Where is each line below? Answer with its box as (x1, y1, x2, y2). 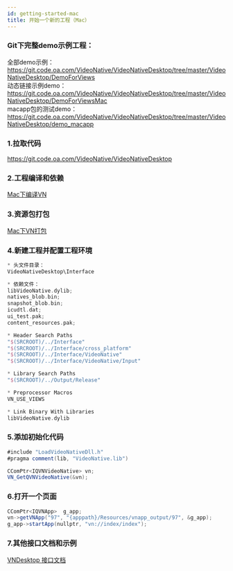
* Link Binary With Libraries (7, 408, 95, 415)
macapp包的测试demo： (7, 105, 78, 113)
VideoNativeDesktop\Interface (7, 268, 95, 275)
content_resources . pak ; (7, 319, 76, 326)
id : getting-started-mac (7, 10, 79, 17)
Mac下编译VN (7, 190, 47, 198)
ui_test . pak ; (7, 313, 45, 320)
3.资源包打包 (7, 210, 50, 219)
